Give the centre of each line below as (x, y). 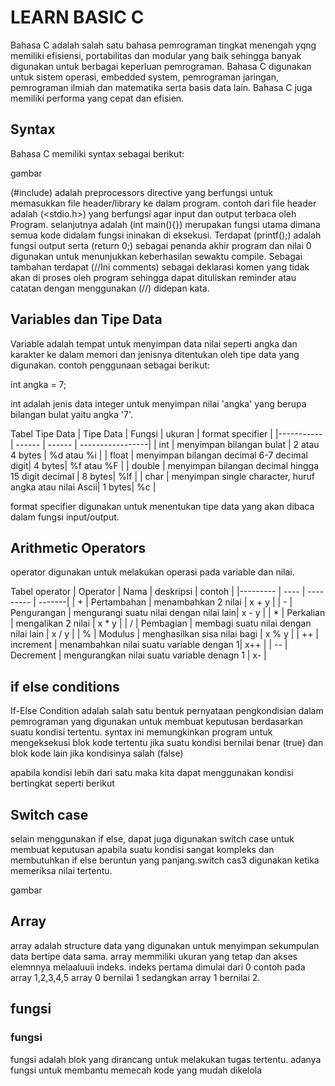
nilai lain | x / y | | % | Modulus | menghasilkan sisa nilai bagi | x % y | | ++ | (165, 634)
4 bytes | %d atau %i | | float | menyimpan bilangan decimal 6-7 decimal (159, 455)
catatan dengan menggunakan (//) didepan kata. (110, 288)
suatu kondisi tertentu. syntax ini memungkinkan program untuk (141, 732)
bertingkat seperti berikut (62, 783)
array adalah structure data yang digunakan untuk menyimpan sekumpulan (165, 945)
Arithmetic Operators (78, 547)
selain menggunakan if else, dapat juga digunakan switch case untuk (152, 839)
